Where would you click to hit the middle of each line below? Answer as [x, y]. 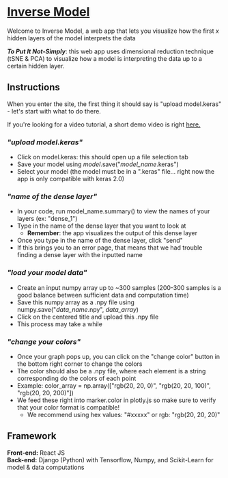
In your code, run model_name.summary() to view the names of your [113, 211]
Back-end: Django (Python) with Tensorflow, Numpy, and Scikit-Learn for [110, 460]
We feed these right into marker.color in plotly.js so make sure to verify [116, 400]
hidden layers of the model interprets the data [71, 38]
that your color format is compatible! [68, 407]
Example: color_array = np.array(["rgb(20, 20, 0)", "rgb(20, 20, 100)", [114, 385]
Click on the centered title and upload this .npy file [88, 317]
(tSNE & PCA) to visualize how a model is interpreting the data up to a [105, 58]
